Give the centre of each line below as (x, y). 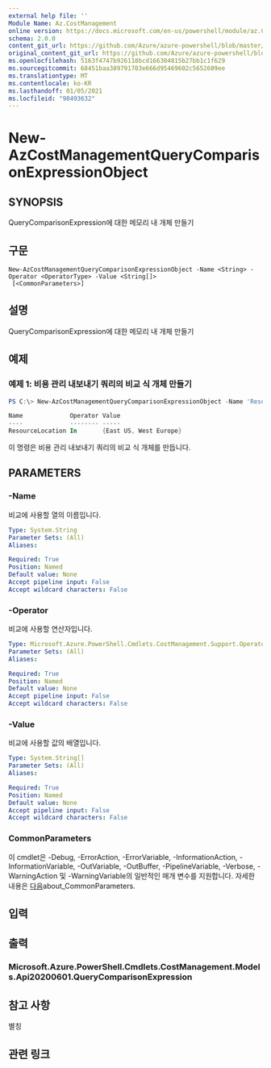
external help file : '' (48, 16)
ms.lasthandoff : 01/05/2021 (56, 91)
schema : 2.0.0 (32, 38)
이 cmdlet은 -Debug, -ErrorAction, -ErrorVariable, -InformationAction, (123, 857)
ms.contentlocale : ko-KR (50, 83)
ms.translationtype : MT (48, 76)
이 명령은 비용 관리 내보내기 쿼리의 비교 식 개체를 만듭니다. (100, 448)
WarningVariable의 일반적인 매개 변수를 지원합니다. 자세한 (163, 875)
